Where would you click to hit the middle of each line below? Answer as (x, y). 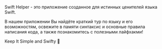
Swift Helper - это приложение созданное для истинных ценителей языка (81, 7)
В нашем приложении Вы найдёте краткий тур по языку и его (69, 22)
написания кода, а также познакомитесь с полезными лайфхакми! (74, 32)
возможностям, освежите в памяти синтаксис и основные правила (75, 27)
